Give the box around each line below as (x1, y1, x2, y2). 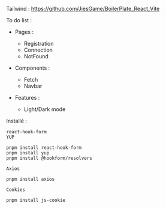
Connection (23, 46, 53, 53)
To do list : (6, 17, 32, 23)
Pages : (14, 28, 34, 35)
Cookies (6, 187, 26, 193)
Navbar (23, 82, 43, 89)
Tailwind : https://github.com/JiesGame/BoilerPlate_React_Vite (6, 5, 160, 12)
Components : (14, 64, 50, 71)
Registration (23, 40, 54, 47)
